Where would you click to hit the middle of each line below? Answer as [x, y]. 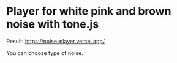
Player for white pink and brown [89, 11]
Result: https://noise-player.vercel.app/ [56, 41]
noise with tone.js [53, 24]
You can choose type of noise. [45, 53]
